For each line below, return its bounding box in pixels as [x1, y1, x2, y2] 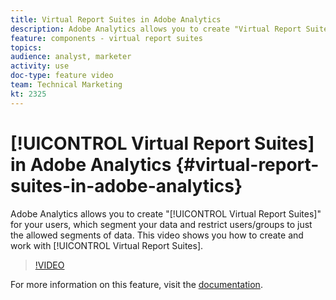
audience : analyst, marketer [10, 52, 132, 62]
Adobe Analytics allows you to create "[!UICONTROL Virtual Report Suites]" [10, 207, 322, 220]
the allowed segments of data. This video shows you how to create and [10, 229, 304, 241]
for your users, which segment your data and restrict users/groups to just [10, 218, 313, 230]
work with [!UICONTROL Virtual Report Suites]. [10, 239, 204, 251]
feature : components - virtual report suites [10, 33, 203, 43]
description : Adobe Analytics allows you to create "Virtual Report [10, 24, 302, 34]
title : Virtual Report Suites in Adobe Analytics [10, 14, 222, 25]
